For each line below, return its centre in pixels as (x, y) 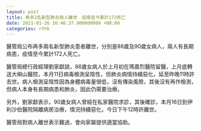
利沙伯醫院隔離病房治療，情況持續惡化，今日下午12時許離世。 (83, 109)
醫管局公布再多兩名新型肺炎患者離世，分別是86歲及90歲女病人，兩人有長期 (100, 46)
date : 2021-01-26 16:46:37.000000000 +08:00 (63, 23)
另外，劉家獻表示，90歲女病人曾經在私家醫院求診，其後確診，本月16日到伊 (100, 102)
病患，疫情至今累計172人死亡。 (45, 54)
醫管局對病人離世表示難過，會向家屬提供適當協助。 (70, 122)
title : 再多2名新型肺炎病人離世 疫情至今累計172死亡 (66, 17)
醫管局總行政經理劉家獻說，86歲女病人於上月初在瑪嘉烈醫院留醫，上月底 (97, 67)
